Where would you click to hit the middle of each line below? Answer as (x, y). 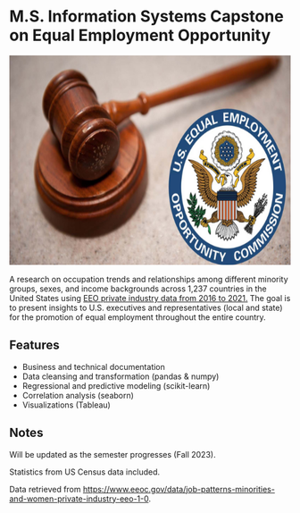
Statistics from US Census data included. (85, 472)
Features (34, 345)
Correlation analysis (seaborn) (78, 395)
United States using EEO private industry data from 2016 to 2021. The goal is (150, 298)
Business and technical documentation (93, 366)
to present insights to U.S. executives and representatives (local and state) (146, 307)
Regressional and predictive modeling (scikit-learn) (116, 385)
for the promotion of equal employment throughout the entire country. (137, 317)
